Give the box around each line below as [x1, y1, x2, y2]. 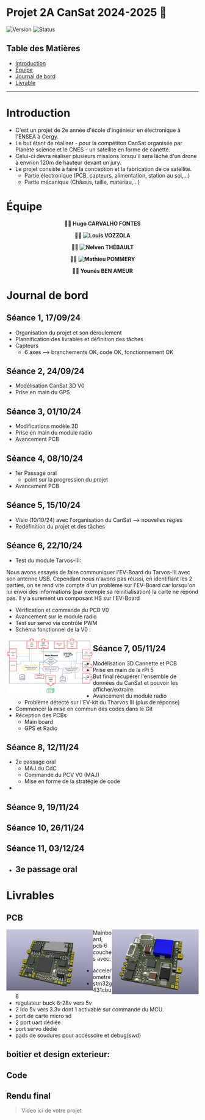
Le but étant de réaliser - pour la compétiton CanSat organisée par [15, 139, 183, 146]
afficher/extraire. [92, 685, 135, 693]
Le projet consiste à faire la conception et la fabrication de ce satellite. [15, 165, 192, 173]
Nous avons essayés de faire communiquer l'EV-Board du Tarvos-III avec [6, 568, 190, 576]
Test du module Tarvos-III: [15, 557, 82, 564]
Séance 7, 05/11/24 [92, 643, 167, 654]
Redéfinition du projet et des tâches [15, 522, 106, 530]
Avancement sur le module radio [15, 613, 97, 620]
